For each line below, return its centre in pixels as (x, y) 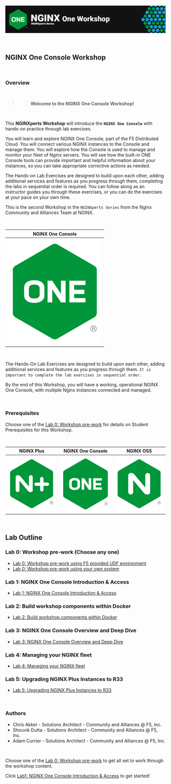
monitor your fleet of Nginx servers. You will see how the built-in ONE (78, 155)
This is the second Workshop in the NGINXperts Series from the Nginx (79, 207)
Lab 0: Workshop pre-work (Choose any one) (62, 552)
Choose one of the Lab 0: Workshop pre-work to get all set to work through (84, 761)
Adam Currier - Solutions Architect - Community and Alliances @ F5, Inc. (89, 741)
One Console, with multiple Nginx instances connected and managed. (78, 390)
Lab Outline (24, 538)
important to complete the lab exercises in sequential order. (74, 375)
